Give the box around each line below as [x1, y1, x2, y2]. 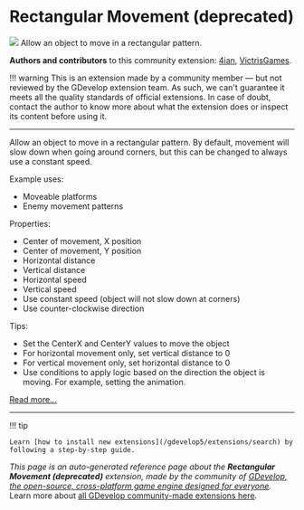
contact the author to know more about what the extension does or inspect [9, 101, 289, 112]
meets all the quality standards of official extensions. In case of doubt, [9, 91, 271, 102]
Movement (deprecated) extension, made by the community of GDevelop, [9, 470, 288, 481]
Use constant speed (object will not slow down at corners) [22, 293, 241, 304]
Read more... [9, 393, 57, 404]
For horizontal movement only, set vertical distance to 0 [22, 347, 231, 358]
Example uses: [9, 174, 64, 184]
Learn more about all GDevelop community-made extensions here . [9, 490, 258, 501]
